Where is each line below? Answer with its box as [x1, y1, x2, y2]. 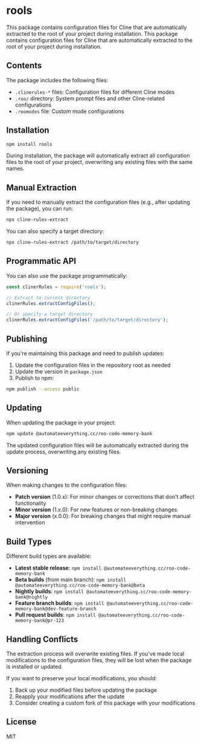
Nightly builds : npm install [14, 588, 85, 595]
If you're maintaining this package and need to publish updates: [6, 350, 165, 357]
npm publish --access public [6, 386, 80, 392]
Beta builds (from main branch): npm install [14, 576, 127, 583]
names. [6, 165, 25, 172]
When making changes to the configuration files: [6, 482, 128, 489]
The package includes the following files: [6, 76, 109, 84]
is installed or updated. [6, 663, 63, 670]
